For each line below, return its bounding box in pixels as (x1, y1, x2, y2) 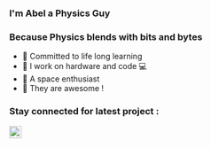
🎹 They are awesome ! (21, 83, 105, 94)
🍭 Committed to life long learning (21, 51, 143, 62)
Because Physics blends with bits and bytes (9, 30, 203, 43)
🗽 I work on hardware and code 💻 (21, 61, 148, 72)
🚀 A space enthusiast (21, 73, 100, 84)
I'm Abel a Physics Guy (9, 7, 111, 19)
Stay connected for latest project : (9, 105, 160, 118)
